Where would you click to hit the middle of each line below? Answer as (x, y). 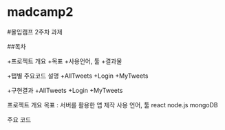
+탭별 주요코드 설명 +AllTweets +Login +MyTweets (78, 76)
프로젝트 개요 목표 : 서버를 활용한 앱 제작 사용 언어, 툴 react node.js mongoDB (112, 105)
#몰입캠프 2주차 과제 (35, 32)
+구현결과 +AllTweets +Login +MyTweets (65, 90)
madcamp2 (40, 12)
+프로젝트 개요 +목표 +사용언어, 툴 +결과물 (65, 61)
